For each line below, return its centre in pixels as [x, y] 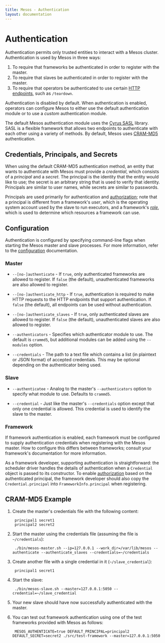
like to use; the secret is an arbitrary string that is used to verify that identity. [82, 182]
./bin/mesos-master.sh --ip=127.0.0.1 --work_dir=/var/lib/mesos [83, 548]
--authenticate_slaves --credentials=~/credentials [95, 552]
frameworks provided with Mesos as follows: [58, 622]
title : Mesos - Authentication [37, 10]
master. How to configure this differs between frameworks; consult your [78, 448]
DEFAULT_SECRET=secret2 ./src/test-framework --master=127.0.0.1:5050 [86, 636]
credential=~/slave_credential [44, 593]
